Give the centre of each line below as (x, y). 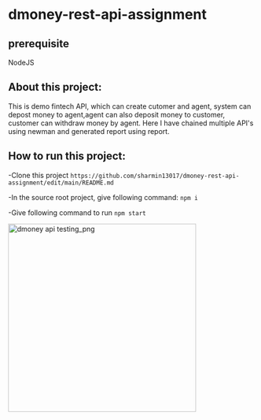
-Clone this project (39, 175)
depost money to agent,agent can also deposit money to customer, (117, 114)
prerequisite (39, 44)
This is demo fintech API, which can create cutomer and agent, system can (130, 106)
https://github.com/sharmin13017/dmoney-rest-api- (155, 176)
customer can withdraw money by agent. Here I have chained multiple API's (131, 123)
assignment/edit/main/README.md (61, 183)
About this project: (55, 87)
